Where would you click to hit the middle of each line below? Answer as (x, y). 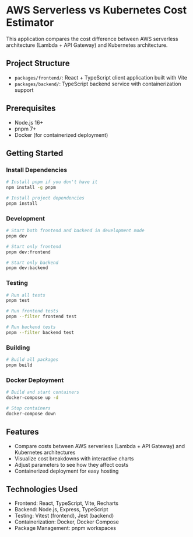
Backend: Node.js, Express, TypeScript (61, 510)
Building (18, 347)
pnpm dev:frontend (28, 252)
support (24, 90)
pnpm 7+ (25, 129)
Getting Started (35, 153)
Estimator (30, 23)
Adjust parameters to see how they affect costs (71, 464)
